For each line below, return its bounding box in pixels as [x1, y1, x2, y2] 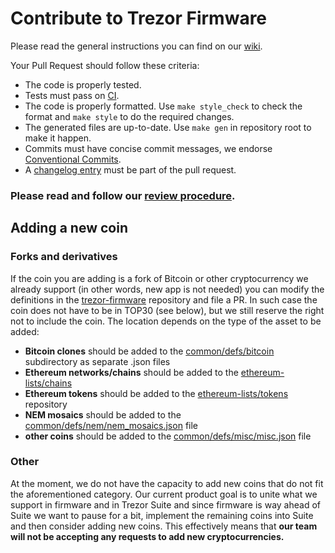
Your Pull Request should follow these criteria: [10, 59, 200, 71]
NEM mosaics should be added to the [24, 408, 182, 421]
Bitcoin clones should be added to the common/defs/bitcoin [24, 345, 275, 357]
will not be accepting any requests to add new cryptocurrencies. [10, 530, 285, 542]
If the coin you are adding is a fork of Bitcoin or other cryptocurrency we [10, 272, 309, 284]
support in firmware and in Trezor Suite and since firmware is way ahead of [10, 498, 321, 511]
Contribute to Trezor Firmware [10, 7, 268, 30]
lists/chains [24, 377, 73, 389]
